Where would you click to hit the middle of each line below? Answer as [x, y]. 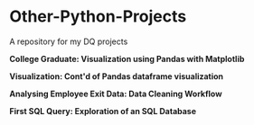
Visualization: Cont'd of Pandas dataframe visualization [117, 76]
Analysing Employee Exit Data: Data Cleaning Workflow [116, 94]
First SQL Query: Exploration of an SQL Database [103, 111]
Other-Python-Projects [98, 17]
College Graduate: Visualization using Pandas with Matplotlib [127, 58]
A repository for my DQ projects [69, 41]
